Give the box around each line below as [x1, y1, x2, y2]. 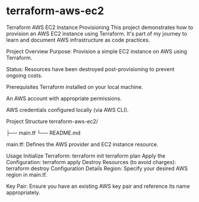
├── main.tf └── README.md [6, 129, 81, 136]
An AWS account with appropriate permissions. [6, 95, 122, 102]
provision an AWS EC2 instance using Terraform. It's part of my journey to [6, 30, 187, 37]
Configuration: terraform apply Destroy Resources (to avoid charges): [6, 158, 176, 165]
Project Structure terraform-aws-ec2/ [6, 117, 99, 125]
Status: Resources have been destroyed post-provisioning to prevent [6, 65, 175, 72]
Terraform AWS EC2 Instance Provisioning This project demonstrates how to [6, 24, 194, 31]
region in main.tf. [6, 171, 48, 178]
